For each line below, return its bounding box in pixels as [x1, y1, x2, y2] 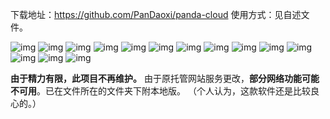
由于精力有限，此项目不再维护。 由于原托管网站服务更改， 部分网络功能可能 [10, 73, 320, 84]
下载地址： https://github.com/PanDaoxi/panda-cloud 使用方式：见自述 [10, 9, 302, 20]
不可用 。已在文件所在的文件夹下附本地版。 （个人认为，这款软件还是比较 [10, 85, 311, 97]
